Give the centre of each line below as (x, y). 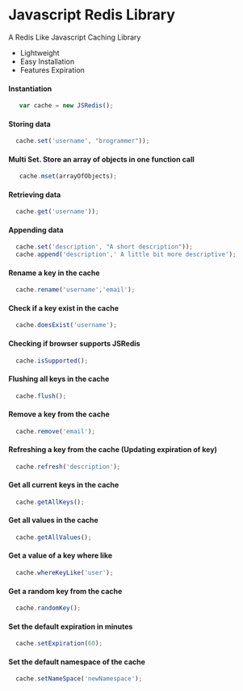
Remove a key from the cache (59, 414)
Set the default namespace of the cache (77, 662)
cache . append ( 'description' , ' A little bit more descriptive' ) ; (126, 255)
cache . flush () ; (41, 396)
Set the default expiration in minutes (71, 626)
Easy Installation (47, 61)
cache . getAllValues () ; (54, 537)
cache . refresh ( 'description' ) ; (68, 467)
